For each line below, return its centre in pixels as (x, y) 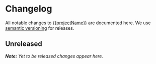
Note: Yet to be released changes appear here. (54, 56)
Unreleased (24, 44)
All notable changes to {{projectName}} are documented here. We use (78, 23)
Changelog (29, 9)
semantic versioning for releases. (40, 28)
